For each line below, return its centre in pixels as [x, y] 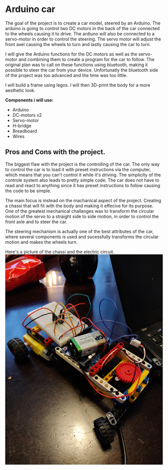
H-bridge [22, 126]
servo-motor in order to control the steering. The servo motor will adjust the [83, 39]
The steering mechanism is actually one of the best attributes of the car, [79, 231]
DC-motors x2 [27, 115]
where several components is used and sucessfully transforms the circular [82, 237]
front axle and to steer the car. [36, 222]
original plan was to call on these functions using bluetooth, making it [76, 65]
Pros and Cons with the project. [55, 152]
